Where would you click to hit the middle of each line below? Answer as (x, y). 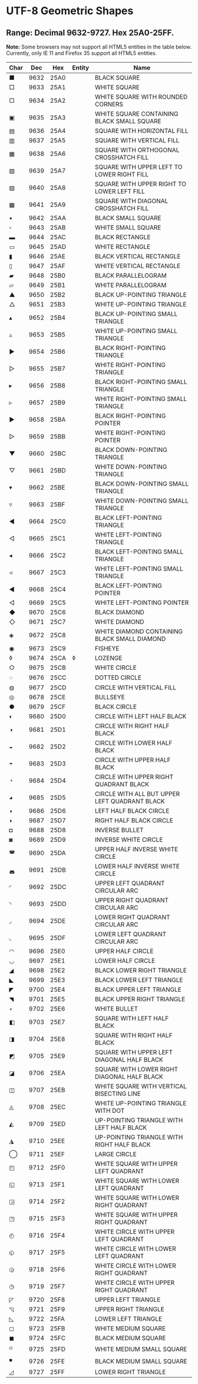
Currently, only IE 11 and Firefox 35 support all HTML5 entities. (82, 53)
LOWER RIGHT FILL (122, 174)
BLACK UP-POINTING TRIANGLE (141, 295)
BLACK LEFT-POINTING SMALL (139, 552)
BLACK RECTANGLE (123, 237)
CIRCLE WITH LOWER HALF (133, 743)
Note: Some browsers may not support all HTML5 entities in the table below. (99, 47)
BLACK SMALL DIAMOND (130, 639)
